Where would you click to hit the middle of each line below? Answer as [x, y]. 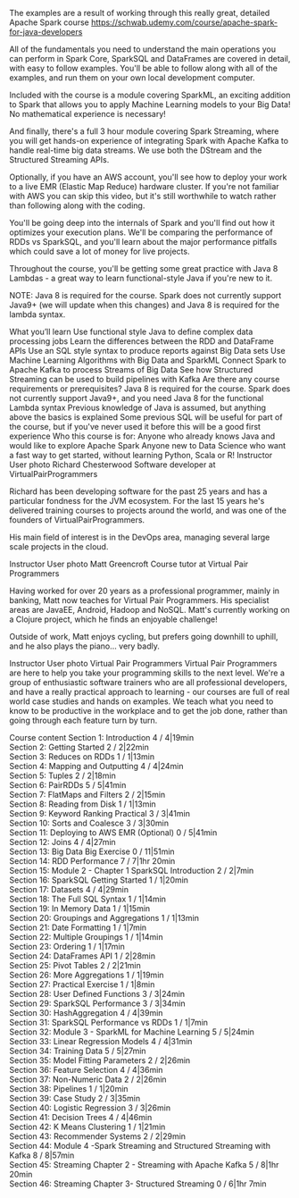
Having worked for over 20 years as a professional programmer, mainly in [144, 591]
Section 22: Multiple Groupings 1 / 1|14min [86, 937]
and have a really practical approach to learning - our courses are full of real [149, 692]
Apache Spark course [49, 22]
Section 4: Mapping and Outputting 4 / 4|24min [96, 766]
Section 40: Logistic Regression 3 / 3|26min [90, 1108]
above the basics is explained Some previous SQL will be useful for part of [146, 417]
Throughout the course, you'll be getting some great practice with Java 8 [144, 268]
